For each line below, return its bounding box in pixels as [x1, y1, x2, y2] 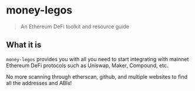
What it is [6, 40, 42, 50]
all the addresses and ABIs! [6, 79, 72, 86]
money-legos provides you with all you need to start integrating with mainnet [6, 55, 189, 62]
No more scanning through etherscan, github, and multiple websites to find [6, 73, 188, 80]
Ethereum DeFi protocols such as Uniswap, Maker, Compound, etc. [6, 62, 169, 69]
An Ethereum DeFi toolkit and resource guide [20, 23, 129, 30]
